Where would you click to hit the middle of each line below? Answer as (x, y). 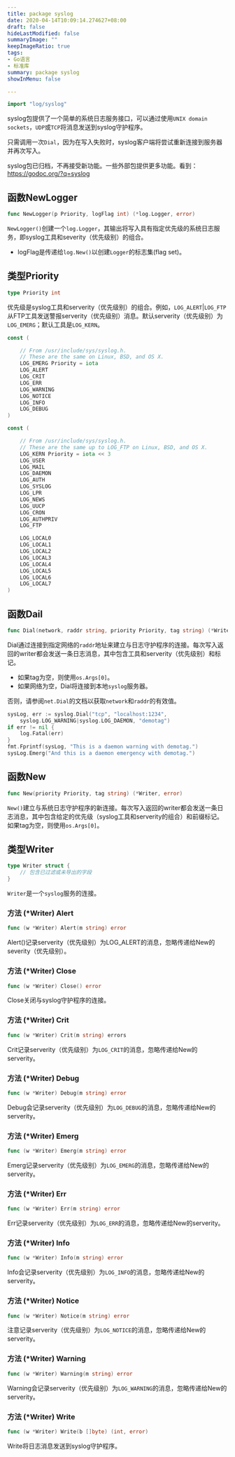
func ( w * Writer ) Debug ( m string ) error (67, 1093)
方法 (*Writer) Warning (47, 1359)
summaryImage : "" (33, 40)
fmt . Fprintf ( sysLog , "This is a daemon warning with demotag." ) (103, 747)
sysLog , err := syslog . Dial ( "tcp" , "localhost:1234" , (87, 714)
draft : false (26, 27)
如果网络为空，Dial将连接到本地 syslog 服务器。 (84, 686)
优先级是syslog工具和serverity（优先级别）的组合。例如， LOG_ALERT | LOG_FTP (117, 307)
